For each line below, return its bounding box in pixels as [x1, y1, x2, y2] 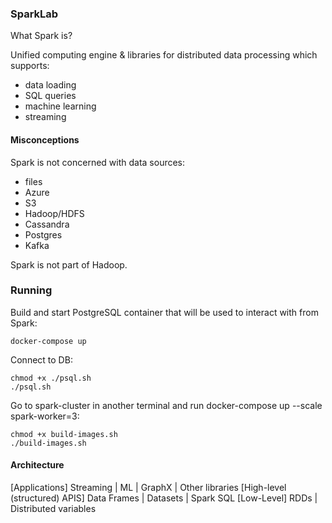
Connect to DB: [10, 353, 73, 366]
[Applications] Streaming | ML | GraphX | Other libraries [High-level [10, 482, 287, 493]
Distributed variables [10, 503, 97, 514]
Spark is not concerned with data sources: [10, 156, 186, 168]
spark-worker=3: [10, 410, 80, 422]
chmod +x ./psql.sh [10, 373, 92, 383]
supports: [10, 60, 50, 72]
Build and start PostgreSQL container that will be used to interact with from [10, 306, 319, 318]
